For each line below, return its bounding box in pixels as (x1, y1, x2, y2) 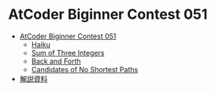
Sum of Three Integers (31, 48, 105, 57)
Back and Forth (31, 56, 81, 66)
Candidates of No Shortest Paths (31, 64, 139, 74)
